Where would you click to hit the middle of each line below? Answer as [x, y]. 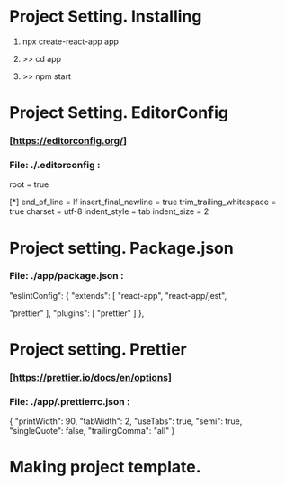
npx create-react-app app [71, 41]
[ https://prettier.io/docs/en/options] [91, 377]
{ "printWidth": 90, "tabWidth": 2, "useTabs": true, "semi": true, [126, 421]
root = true [29, 184]
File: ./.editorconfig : [55, 165]
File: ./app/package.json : [67, 276]
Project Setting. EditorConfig [119, 113]
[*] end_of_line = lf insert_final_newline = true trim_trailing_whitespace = [143, 202]
